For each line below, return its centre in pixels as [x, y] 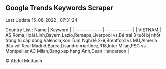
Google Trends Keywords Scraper [59, 8]
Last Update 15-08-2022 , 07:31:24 [41, 20]
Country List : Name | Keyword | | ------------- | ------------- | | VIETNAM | [83, 30]
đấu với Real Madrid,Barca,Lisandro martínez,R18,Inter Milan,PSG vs [76, 46]
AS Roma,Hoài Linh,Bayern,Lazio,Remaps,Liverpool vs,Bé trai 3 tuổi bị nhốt [83, 35]
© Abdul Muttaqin [24, 61]
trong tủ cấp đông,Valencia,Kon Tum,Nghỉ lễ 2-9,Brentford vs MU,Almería [81, 40]
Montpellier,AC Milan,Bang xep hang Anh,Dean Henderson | [67, 51]
